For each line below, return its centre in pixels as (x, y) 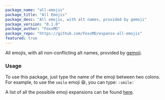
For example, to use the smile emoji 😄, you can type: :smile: (70, 82)
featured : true (21, 39)
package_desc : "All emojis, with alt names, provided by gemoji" (76, 19)
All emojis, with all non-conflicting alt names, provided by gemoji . (74, 53)
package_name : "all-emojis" (35, 10)
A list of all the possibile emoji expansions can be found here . (70, 92)
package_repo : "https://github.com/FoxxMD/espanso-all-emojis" (74, 34)
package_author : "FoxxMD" (33, 29)
